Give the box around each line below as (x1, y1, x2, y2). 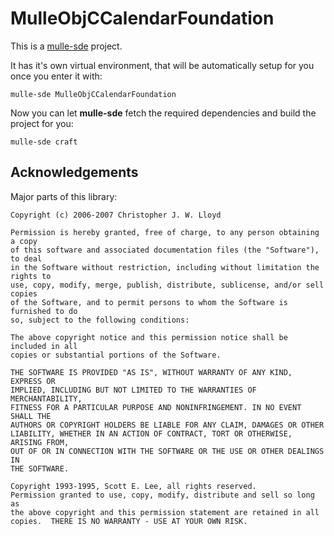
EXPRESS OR (10, 376, 56, 386)
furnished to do (10, 306, 78, 316)
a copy (10, 236, 38, 246)
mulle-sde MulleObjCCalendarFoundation (10, 89, 177, 99)
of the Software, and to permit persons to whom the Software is (10, 297, 288, 307)
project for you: (10, 117, 74, 129)
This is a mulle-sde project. (10, 40, 123, 52)
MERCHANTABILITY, (10, 393, 83, 404)
